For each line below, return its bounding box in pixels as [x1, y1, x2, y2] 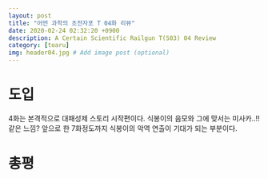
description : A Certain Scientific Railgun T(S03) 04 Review [8, 34, 217, 42]
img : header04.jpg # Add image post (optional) [8, 49, 170, 57]
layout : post [8, 11, 52, 20]
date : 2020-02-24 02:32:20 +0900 [8, 26, 120, 34]
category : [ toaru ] [8, 42, 70, 49]
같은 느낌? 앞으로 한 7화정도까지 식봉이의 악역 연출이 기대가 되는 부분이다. [8, 123, 238, 133]
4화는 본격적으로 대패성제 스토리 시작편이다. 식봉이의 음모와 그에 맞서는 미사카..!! [8, 113, 260, 123]
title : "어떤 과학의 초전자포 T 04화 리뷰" [8, 19, 136, 27]
